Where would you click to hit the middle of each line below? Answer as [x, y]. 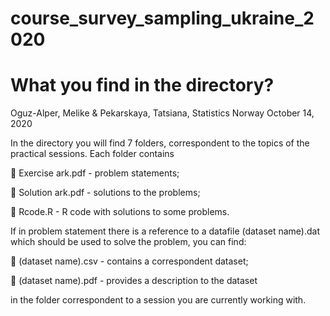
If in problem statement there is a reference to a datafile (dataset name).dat [165, 231]
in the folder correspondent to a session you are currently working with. [158, 300]
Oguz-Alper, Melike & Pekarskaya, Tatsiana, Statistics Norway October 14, [162, 113]
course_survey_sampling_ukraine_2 [162, 18]
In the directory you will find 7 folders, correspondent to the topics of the [160, 143]
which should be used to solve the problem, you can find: [128, 242]
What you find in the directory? [142, 85]
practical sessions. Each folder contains [92, 154]
